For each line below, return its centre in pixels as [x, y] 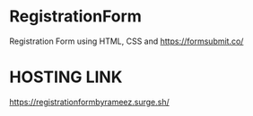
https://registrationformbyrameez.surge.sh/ [90, 102]
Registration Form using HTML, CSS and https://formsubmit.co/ [126, 41]
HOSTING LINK [66, 77]
